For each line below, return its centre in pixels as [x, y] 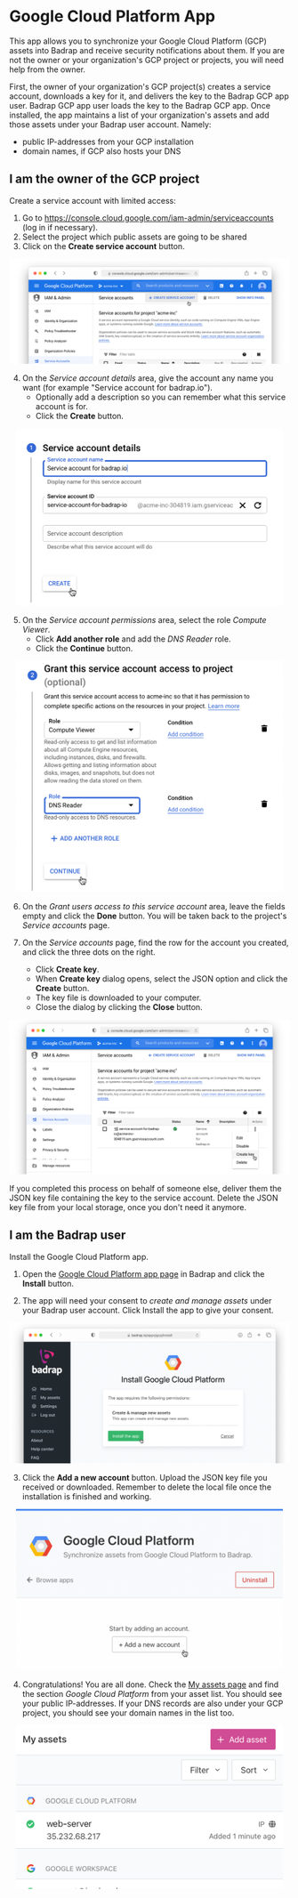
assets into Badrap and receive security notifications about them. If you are [147, 50]
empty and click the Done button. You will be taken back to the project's [154, 916]
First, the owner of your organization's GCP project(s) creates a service [140, 86]
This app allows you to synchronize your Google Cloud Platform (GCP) [138, 41]
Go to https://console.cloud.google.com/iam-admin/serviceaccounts [148, 218]
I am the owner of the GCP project [105, 179]
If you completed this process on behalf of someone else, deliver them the [145, 1188]
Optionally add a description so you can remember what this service [161, 397]
